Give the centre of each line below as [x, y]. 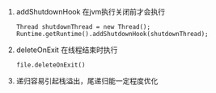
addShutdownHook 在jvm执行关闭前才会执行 [91, 12]
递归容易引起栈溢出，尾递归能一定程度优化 [87, 81]
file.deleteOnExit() [51, 65]
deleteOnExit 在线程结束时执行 [67, 50]
